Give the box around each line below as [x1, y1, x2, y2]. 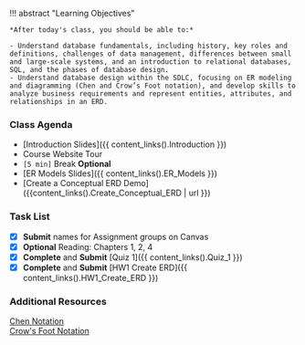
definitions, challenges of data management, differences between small [9, 49, 292, 58]
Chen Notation [9, 316, 64, 327]
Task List [9, 210, 50, 223]
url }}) [188, 187, 212, 199]
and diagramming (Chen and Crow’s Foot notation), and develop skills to [9, 81, 297, 90]
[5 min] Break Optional [22, 159, 111, 170]
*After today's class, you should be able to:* [9, 26, 195, 35]
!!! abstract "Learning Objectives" [9, 8, 135, 18]
